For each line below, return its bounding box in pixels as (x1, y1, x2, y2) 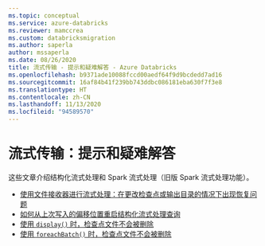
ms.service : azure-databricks (8, 19, 109, 27)
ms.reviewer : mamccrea (8, 26, 84, 34)
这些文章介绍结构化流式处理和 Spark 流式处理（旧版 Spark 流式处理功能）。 (8, 172, 254, 182)
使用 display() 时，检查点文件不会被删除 (19, 219, 154, 228)
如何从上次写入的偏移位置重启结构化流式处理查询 (19, 209, 181, 219)
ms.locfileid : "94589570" (8, 108, 94, 116)
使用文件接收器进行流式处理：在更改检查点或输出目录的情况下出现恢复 (19, 189, 251, 199)
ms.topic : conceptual (8, 11, 80, 20)
